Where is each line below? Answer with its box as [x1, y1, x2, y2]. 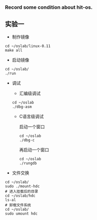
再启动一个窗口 [19, 147, 49, 152]
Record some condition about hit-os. [5, 4, 93, 11]
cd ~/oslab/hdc [5, 193, 36, 198]
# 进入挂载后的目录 [5, 189, 39, 194]
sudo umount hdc [5, 211, 38, 216]
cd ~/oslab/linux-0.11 [5, 43, 51, 49]
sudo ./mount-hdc [5, 184, 40, 188]
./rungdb [19, 161, 37, 166]
